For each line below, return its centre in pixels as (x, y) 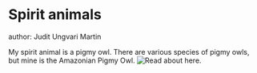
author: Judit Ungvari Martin (55, 36)
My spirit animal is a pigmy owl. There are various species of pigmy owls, (129, 52)
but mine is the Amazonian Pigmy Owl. (72, 60)
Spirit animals (55, 15)
